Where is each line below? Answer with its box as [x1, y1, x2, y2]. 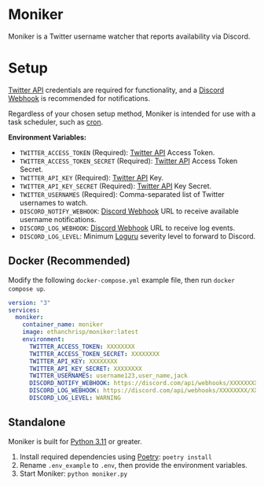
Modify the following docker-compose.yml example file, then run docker [8, 275, 236, 284]
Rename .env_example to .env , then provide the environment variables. [19, 460, 247, 469]
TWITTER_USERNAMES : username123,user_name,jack [28, 372, 189, 380]
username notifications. [19, 214, 97, 224]
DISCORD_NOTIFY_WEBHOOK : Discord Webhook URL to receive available [19, 206, 240, 216]
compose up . [8, 284, 46, 293]
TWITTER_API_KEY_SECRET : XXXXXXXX [28, 365, 143, 373]
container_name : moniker [22, 321, 104, 328]
